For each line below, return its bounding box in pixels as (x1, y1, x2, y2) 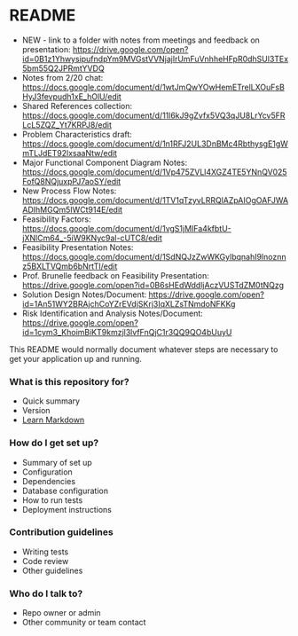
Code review (21, 555, 69, 566)
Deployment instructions (21, 504, 113, 514)
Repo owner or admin (21, 608, 101, 618)
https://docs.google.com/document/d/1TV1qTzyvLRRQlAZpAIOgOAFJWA (21, 194, 289, 205)
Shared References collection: (21, 100, 133, 111)
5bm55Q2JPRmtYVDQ (21, 63, 105, 74)
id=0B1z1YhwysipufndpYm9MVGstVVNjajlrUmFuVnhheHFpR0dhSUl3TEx (21, 53, 289, 64)
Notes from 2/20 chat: (21, 72, 104, 82)
